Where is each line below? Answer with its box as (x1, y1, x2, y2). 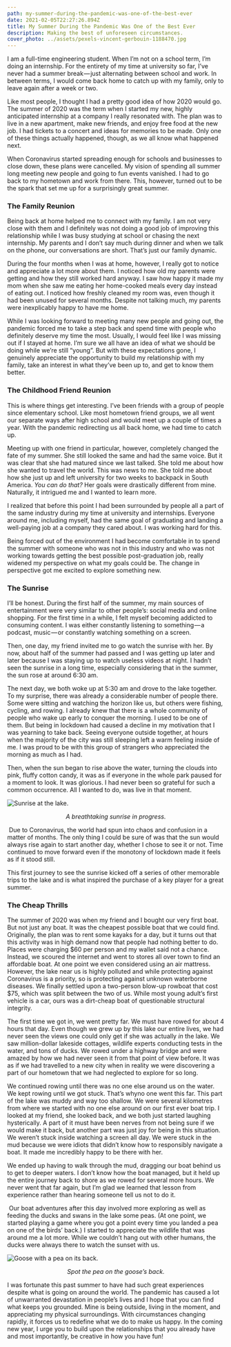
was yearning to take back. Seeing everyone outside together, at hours (7, 729, 208, 737)
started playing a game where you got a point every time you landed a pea (7, 1219, 219, 1227)
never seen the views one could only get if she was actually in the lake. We (7, 1032, 221, 1041)
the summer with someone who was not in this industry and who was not (7, 544, 215, 552)
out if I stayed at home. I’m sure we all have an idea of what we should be (7, 339, 216, 347)
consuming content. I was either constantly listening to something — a (7, 621, 205, 629)
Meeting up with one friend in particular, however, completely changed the (7, 444, 219, 452)
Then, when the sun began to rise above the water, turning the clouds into (7, 764, 217, 772)
